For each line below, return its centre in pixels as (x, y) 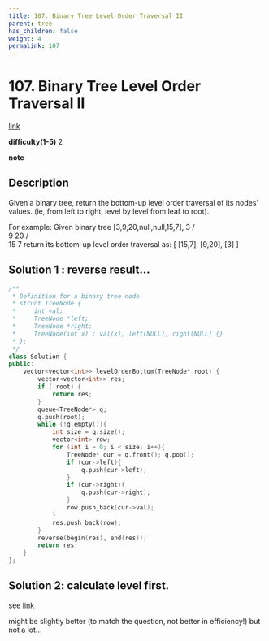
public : (22, 364)
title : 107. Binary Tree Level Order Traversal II (96, 16)
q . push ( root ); (61, 417)
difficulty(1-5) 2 (36, 142)
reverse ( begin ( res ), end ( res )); (93, 538)
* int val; (37, 311)
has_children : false (43, 31)
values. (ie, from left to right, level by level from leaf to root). (109, 211)
